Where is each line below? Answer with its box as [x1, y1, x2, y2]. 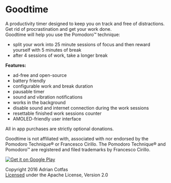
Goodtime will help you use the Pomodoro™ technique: [5, 31, 121, 37]
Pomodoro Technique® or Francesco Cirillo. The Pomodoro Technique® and [5, 141, 166, 147]
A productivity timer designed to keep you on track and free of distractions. [5, 21, 165, 27]
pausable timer [12, 88, 45, 94]
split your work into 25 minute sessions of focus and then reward [12, 41, 150, 47]
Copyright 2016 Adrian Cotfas [5, 166, 68, 172]
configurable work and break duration [12, 83, 93, 89]
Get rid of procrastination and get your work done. [5, 26, 112, 32]
